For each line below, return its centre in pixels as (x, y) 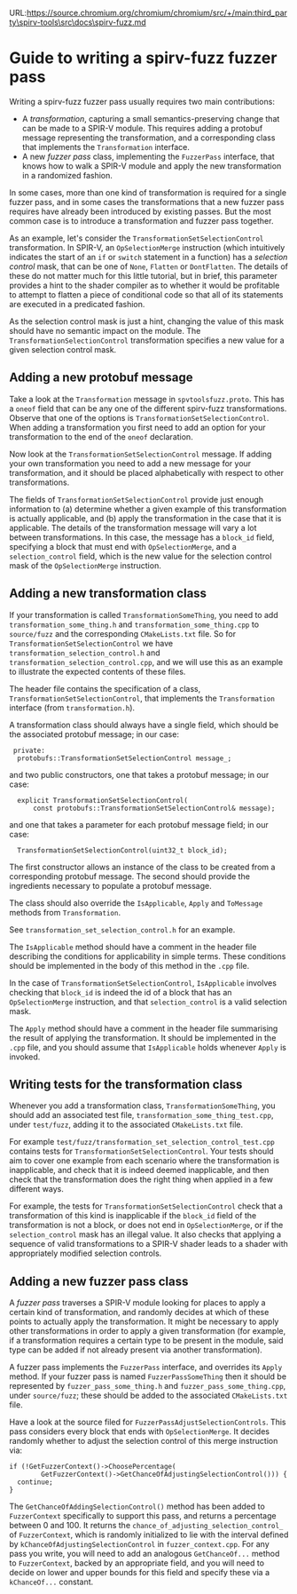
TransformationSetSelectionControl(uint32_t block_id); (122, 850)
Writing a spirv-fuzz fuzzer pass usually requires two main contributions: (142, 101)
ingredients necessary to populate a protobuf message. (110, 885)
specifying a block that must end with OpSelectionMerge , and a (123, 546)
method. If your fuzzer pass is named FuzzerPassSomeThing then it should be (148, 1376)
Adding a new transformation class (108, 594)
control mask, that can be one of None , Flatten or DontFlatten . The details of (148, 266)
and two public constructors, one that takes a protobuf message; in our (139, 774)
